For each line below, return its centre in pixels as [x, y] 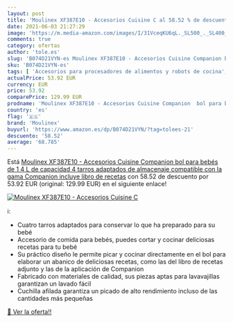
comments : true [29, 39]
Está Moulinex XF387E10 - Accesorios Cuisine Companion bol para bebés [113, 162]
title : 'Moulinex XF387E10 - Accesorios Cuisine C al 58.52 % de [103, 20]
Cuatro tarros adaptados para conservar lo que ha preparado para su [116, 225]
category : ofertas [34, 46]
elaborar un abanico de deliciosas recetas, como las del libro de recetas [120, 262]
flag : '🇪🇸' [24, 116]
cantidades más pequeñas [55, 299]
